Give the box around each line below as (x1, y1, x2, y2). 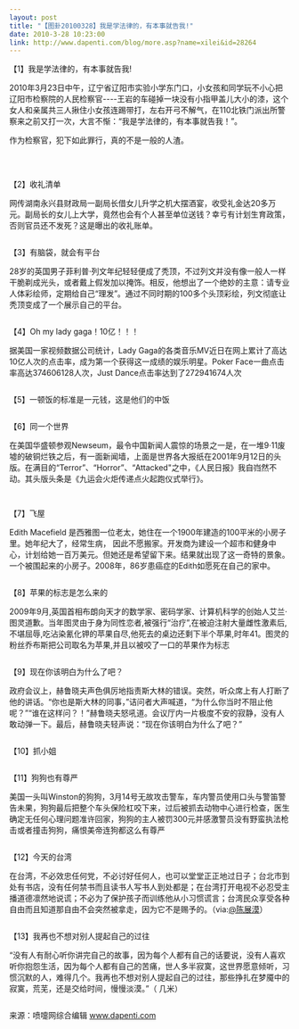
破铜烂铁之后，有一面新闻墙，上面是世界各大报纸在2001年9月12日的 (24, 452, 274, 462)
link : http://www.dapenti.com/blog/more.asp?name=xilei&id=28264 (9, 37, 256, 47)
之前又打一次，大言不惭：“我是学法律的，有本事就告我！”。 (24, 116, 243, 127)
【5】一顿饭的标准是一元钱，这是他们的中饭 (9, 394, 171, 405)
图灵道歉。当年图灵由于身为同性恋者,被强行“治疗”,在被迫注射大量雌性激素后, (9, 618, 287, 628)
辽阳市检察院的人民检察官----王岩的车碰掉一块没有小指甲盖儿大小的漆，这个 (9, 94, 289, 104)
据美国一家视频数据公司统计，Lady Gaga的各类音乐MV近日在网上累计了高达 (9, 345, 287, 356)
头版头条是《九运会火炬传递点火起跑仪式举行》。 (32, 474, 208, 485)
